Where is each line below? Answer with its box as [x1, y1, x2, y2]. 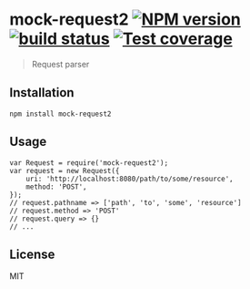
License [9, 246, 55, 262]
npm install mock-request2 [9, 109, 112, 119]
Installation [9, 85, 75, 100]
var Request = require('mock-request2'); [9, 158, 169, 168]
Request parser [31, 58, 90, 69]
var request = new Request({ [9, 166, 120, 175]
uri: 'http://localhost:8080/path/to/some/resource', [25, 174, 234, 183]
